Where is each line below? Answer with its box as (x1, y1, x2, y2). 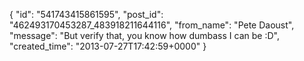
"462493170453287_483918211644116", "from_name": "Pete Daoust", (9, 19, 295, 31)
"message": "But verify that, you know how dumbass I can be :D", (9, 30, 280, 41)
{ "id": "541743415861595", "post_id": (9, 9, 164, 20)
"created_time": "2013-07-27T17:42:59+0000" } (9, 40, 207, 52)
